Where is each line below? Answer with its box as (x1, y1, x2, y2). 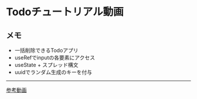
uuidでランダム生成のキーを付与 (14, 69, 93, 76)
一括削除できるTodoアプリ (14, 47, 79, 54)
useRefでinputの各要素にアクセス (14, 54, 96, 61)
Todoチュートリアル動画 (6, 5, 124, 19)
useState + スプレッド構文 (14, 62, 79, 68)
